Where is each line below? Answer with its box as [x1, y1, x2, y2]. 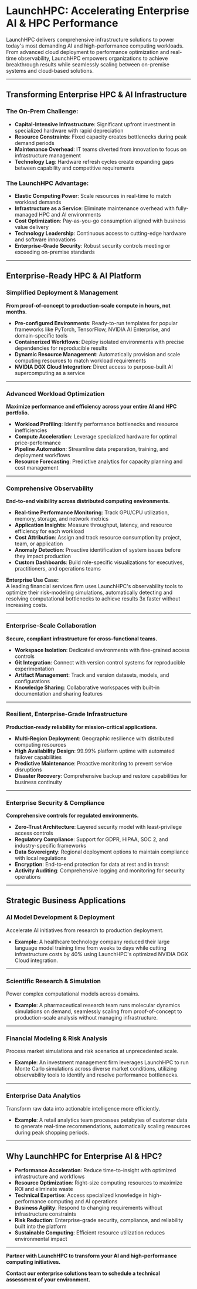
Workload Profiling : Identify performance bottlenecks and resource [14, 420, 179, 427]
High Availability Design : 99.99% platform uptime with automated [14, 747, 175, 754]
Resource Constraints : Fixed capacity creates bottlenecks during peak [14, 133, 187, 140]
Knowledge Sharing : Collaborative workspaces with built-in [14, 684, 160, 691]
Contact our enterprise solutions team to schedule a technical [6, 1270, 160, 1277]
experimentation [14, 665, 55, 672]
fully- [175, 204, 189, 212]
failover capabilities [14, 753, 62, 761]
